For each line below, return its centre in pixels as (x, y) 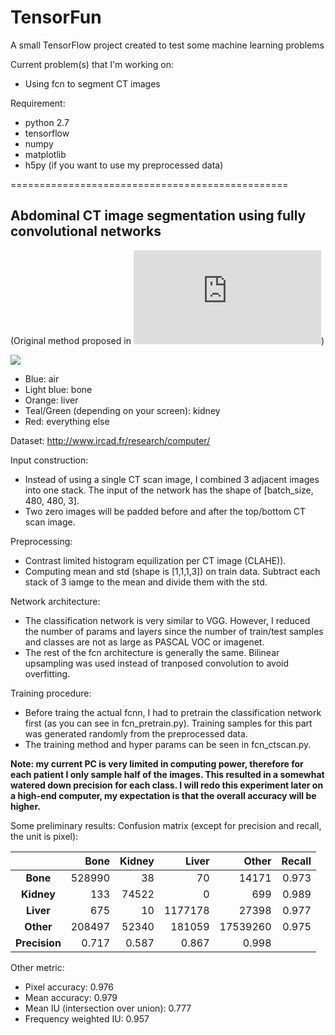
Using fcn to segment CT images (92, 83)
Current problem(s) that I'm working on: (92, 64)
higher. (25, 806)
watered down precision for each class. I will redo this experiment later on (167, 785)
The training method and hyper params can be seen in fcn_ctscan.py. (168, 744)
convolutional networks (86, 231)
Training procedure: (51, 693)
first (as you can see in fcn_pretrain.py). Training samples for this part (168, 723)
